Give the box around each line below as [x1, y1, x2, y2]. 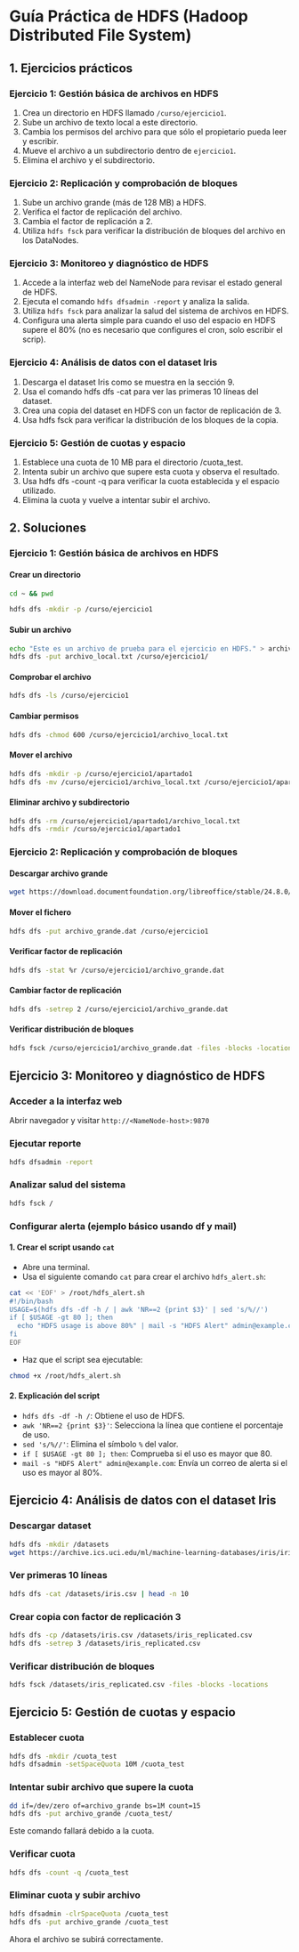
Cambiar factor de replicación [9, 985, 122, 996]
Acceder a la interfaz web [9, 1095, 123, 1107]
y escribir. [21, 135, 60, 146]
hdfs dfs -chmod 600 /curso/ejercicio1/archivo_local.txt [9, 730, 229, 740]
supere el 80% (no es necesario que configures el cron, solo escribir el [21, 325, 283, 336]
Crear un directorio [9, 569, 82, 579]
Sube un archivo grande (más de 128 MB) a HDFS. [21, 198, 206, 208]
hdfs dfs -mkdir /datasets [9, 1540, 109, 1549]
